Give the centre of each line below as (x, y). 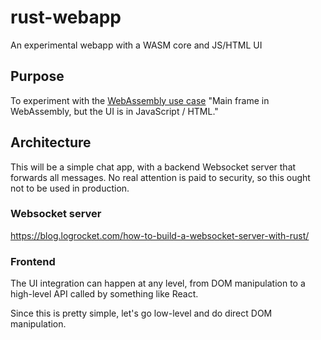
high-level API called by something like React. (104, 294)
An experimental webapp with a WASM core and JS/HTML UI (136, 45)
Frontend (33, 261)
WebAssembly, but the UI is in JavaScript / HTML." (114, 111)
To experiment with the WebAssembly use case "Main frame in (140, 100)
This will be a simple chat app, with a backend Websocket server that (153, 167)
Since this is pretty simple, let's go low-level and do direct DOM (141, 313)
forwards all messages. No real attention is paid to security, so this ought (160, 177)
